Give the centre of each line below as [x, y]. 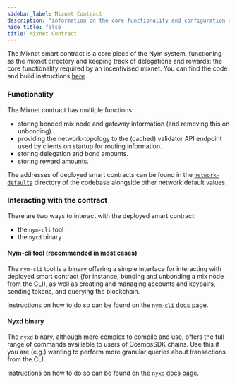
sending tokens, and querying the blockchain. [74, 292]
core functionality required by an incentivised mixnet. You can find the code [117, 68]
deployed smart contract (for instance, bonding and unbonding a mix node [116, 277]
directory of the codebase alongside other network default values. [130, 182]
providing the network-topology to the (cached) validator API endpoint [120, 138]
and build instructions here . [47, 76]
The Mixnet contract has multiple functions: [71, 109]
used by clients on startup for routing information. [90, 146]
